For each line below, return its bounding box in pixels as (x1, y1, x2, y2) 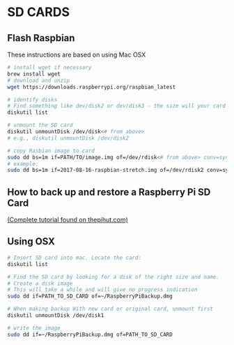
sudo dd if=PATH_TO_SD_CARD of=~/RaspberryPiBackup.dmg (7, 293, 173, 300)
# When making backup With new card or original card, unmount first (7, 305, 214, 313)
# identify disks (7, 96, 58, 103)
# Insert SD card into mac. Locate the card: (7, 254, 141, 261)
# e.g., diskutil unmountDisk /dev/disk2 (7, 134, 130, 142)
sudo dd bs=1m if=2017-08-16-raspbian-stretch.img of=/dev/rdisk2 (7, 167, 204, 174)
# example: (7, 160, 39, 168)
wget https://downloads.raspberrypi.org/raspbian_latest (7, 83, 176, 91)
